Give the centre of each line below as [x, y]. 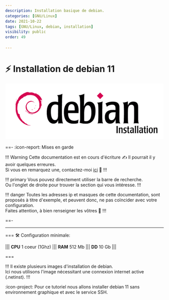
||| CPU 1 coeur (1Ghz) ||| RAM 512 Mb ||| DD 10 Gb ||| [61, 247]
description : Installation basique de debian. [55, 11]
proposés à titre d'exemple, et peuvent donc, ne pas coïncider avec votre [81, 200]
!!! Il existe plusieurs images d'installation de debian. [59, 266]
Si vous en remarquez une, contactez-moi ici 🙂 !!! [56, 170]
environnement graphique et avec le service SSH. [57, 292]
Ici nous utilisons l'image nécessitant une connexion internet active [75, 271]
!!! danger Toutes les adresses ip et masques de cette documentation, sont [83, 194]
